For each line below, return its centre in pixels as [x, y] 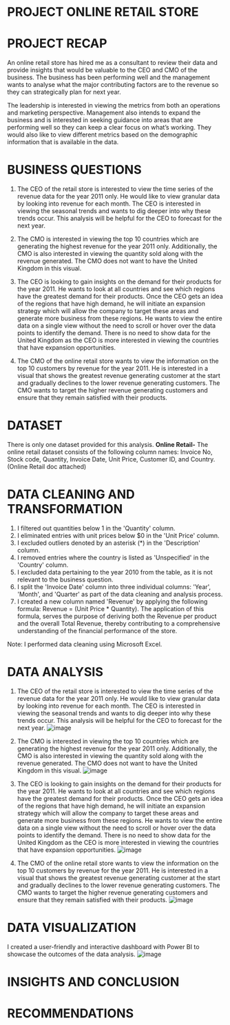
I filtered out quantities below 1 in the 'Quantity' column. [96, 528]
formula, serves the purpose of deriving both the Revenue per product [117, 616]
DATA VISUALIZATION [72, 928]
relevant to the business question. [65, 579]
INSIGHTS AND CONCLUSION [93, 982]
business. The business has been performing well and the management [108, 77]
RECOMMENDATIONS [71, 1014]
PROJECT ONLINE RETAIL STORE [103, 12]
